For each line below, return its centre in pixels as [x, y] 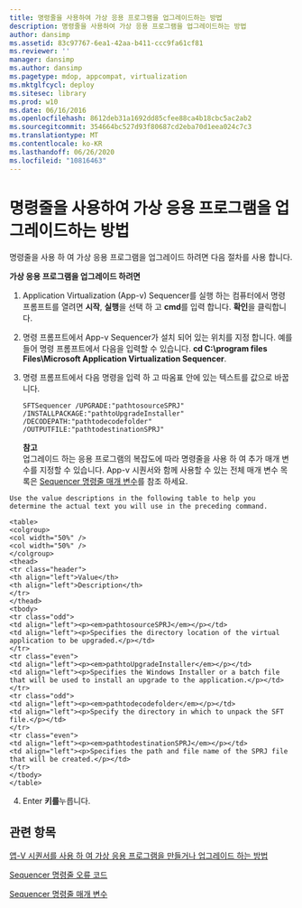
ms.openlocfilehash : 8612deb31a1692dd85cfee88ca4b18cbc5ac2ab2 [131, 118]
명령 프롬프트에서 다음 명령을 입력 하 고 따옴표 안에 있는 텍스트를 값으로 [147, 378]
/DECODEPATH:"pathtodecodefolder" [87, 422]
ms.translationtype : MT [54, 136]
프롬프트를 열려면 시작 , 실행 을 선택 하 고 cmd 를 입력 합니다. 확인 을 [139, 307]
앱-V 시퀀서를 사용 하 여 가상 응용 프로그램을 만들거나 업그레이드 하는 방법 [139, 856]
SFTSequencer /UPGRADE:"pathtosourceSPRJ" [103, 406]
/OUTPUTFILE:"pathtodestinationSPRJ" [93, 430]
